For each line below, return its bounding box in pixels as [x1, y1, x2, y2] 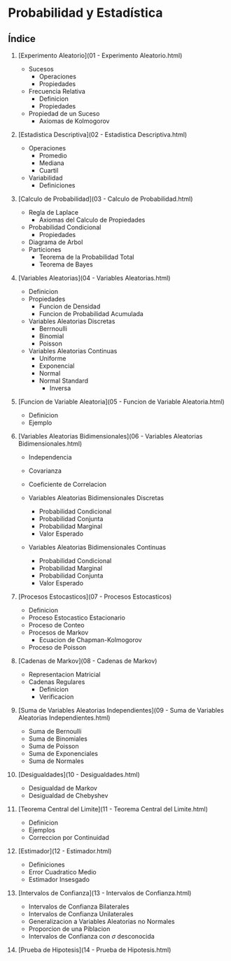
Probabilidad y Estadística [8, 5, 163, 21]
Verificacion [38, 692, 74, 701]
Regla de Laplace [28, 208, 79, 216]
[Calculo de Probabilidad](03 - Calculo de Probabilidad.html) [17, 194, 193, 203]
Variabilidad [28, 173, 63, 182]
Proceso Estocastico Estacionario [28, 613, 125, 622]
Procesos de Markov [28, 628, 89, 636]
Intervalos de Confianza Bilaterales [28, 902, 129, 911]
